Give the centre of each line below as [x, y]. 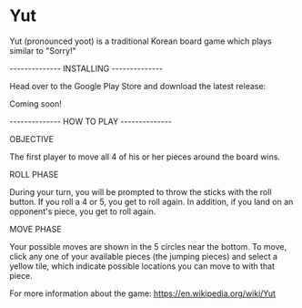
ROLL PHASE [34, 174]
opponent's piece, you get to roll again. [83, 211]
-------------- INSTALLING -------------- [86, 68]
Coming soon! [35, 103]
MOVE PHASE [35, 229]
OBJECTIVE [32, 139]
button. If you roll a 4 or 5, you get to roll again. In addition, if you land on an [151, 201]
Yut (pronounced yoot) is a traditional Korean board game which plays [141, 41]
